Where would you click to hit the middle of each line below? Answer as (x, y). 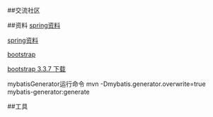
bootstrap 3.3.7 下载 (36, 69)
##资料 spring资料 (34, 25)
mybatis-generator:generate (48, 92)
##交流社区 (24, 10)
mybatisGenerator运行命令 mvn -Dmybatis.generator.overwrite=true (107, 84)
